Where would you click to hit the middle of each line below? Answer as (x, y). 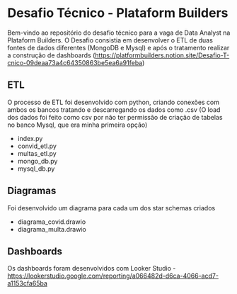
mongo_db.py (37, 161)
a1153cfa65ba (28, 283)
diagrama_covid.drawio (52, 222)
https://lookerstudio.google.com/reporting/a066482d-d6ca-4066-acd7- (113, 276)
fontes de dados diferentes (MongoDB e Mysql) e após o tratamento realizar (118, 47)
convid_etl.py (37, 146)
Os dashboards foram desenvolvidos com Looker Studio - (92, 268)
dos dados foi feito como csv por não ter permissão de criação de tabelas (115, 117)
